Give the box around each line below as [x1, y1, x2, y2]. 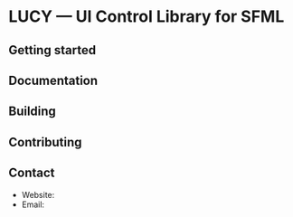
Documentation [8, 72, 99, 88]
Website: [21, 189, 55, 200]
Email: [21, 199, 45, 210]
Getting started [8, 42, 97, 58]
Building [8, 104, 56, 119]
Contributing [8, 134, 82, 150]
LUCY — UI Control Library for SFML [8, 6, 285, 27]
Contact [8, 165, 55, 181]
